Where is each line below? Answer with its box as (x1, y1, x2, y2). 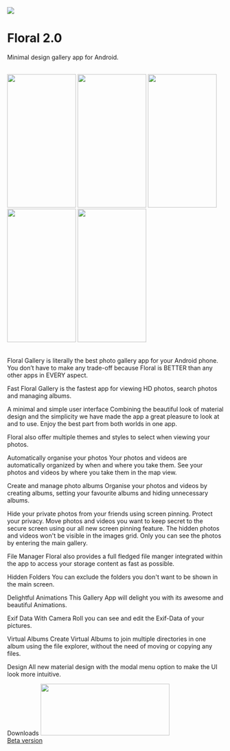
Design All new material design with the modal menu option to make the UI (7, 662, 218, 670)
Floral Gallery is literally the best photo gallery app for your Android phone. (7, 356, 218, 364)
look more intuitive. (7, 670, 62, 678)
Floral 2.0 (7, 30, 62, 46)
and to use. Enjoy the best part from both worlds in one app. (7, 419, 177, 427)
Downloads (7, 729, 39, 737)
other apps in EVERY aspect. (7, 371, 88, 379)
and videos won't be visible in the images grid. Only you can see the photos (7, 531, 222, 540)
